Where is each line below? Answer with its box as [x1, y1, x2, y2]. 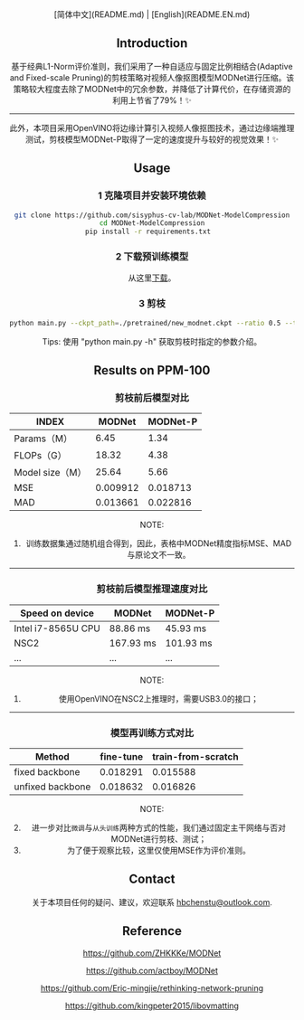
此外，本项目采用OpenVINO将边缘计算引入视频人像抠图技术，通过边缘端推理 [9, 122, 295, 133]
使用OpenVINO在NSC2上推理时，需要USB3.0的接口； [58, 693, 260, 704]
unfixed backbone [14, 780, 91, 793]
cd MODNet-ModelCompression [99, 219, 205, 228]
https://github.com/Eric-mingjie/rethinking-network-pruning [40, 982, 264, 993]
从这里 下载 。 [128, 272, 176, 283]
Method [34, 750, 70, 762]
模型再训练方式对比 [109, 726, 195, 739]
